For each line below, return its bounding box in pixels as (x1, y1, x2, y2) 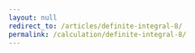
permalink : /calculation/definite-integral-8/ (8, 30, 187, 39)
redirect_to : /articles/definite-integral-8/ (8, 22, 182, 31)
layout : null (8, 13, 58, 22)
